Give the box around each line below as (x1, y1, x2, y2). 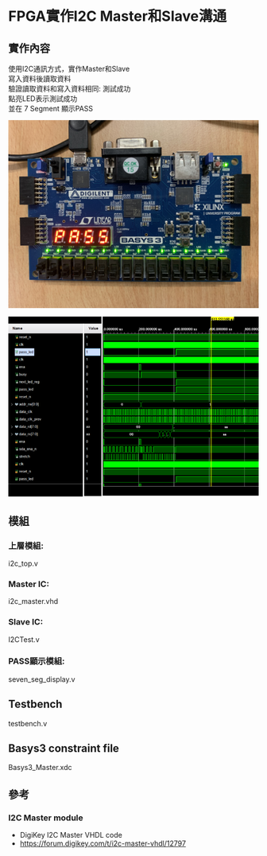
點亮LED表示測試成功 (8, 94, 78, 103)
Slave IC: (8, 617, 44, 628)
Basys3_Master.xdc (8, 763, 73, 772)
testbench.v (8, 718, 48, 728)
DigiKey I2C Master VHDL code (19, 831, 123, 840)
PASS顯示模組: (8, 656, 65, 667)
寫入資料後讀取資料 (8, 74, 72, 84)
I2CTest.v (8, 634, 40, 644)
